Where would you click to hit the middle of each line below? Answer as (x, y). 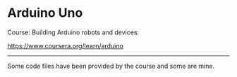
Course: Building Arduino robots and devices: (73, 32)
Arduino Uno (45, 13)
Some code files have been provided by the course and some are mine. (111, 66)
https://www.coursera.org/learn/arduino (65, 45)
